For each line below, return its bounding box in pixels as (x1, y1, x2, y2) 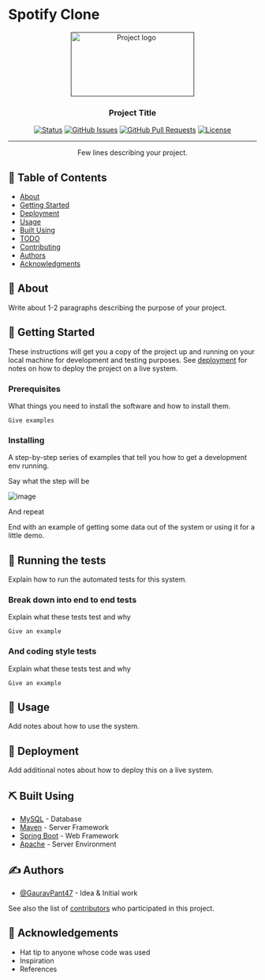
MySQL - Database (19, 814, 82, 824)
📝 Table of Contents (8, 171, 107, 184)
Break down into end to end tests (8, 594, 137, 605)
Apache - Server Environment (19, 839, 117, 849)
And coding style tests (8, 646, 97, 657)
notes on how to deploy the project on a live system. (8, 364, 178, 373)
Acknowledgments (19, 259, 81, 269)
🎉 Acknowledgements (8, 926, 119, 940)
